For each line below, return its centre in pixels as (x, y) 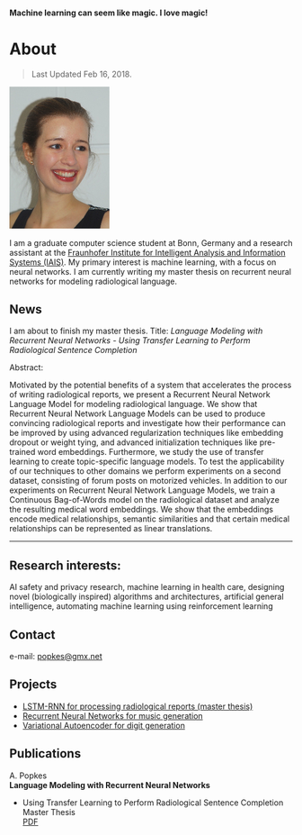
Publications (45, 753)
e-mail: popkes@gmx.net (56, 656)
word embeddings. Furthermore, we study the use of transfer (151, 452)
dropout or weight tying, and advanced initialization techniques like (133, 442)
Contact (32, 635)
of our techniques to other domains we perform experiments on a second (145, 471)
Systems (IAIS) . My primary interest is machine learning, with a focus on (143, 262)
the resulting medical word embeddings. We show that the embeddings (142, 510)
